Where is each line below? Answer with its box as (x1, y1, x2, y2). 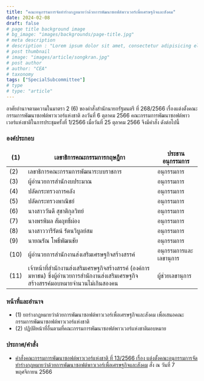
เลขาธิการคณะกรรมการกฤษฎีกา (54, 153, 126, 162)
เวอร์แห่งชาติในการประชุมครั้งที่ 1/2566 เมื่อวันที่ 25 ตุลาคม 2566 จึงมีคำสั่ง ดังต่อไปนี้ (6, 118, 180, 125)
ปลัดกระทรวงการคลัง (28, 187, 75, 195)
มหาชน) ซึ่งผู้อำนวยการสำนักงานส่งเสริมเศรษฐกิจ (28, 271, 138, 280)
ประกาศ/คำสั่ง (6, 340, 38, 349)
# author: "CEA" (6, 65, 47, 72)
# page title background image (6, 26, 86, 32)
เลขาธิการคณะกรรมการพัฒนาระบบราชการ (28, 167, 122, 176)
